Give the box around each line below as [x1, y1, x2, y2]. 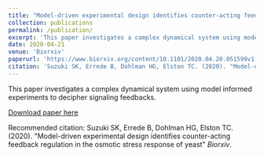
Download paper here [8, 108, 79, 117]
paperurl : [8, 56, 41, 64]
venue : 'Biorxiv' [8, 48, 65, 56]
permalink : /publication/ [8, 26, 93, 34]
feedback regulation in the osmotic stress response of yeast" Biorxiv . [8, 139, 232, 149]
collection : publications [8, 19, 93, 27]
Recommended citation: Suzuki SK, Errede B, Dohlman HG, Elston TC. [8, 122, 234, 132]
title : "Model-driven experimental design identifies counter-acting [8, 11, 241, 20]
